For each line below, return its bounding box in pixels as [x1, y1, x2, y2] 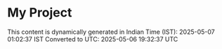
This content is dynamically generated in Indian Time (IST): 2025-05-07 [7, 28, 216, 36]
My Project [7, 5, 72, 21]
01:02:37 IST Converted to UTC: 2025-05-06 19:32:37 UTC [7, 35, 178, 43]
